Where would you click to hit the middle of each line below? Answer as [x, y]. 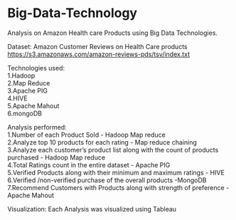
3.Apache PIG [28, 90]
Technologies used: [36, 68]
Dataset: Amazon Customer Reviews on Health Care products [97, 46]
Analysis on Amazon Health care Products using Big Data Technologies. [113, 33]
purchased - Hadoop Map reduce [56, 157]
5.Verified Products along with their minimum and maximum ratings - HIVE [116, 172]
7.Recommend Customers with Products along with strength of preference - [118, 187]
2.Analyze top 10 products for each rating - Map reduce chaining [102, 142]
